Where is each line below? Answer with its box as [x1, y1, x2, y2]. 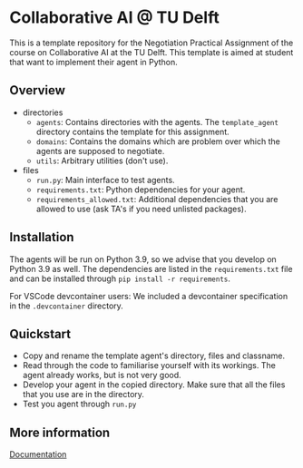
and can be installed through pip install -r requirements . [9, 273, 231, 284]
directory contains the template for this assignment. [35, 126, 230, 137]
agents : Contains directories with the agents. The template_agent [35, 116, 279, 127]
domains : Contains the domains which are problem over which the [35, 135, 281, 147]
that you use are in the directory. [22, 389, 145, 400]
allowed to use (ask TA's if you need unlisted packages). [35, 203, 247, 214]
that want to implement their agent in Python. [9, 56, 179, 67]
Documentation [9, 449, 67, 460]
